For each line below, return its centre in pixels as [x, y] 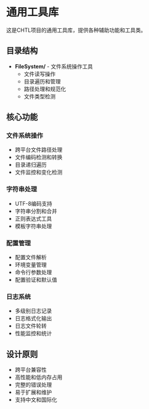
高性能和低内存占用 [39, 377]
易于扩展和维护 [33, 392]
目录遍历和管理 [42, 81]
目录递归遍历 [31, 165]
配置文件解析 [31, 257]
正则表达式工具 [33, 218]
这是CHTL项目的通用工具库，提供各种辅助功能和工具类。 [76, 30]
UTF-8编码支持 [34, 203]
